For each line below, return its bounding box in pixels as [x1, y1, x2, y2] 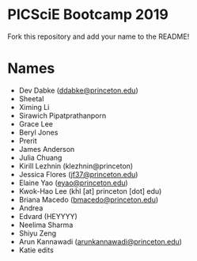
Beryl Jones [18, 127, 59, 137]
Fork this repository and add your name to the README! [7, 32, 190, 41]
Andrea [18, 203, 44, 213]
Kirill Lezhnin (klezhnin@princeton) [18, 161, 134, 171]
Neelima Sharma [18, 220, 74, 229]
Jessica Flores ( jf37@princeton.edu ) [18, 169, 138, 179]
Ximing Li [18, 102, 50, 112]
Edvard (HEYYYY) [18, 211, 78, 221]
